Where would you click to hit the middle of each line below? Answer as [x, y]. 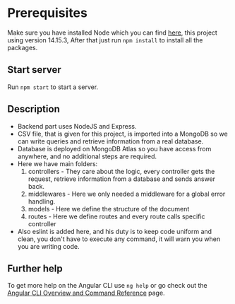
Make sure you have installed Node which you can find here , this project [112, 33]
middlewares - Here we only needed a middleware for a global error [127, 194]
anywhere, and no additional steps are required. [87, 156]
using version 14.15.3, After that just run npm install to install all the [105, 40]
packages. [23, 47]
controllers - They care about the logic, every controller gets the [121, 171]
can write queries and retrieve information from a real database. [110, 141]
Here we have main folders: [58, 163]
